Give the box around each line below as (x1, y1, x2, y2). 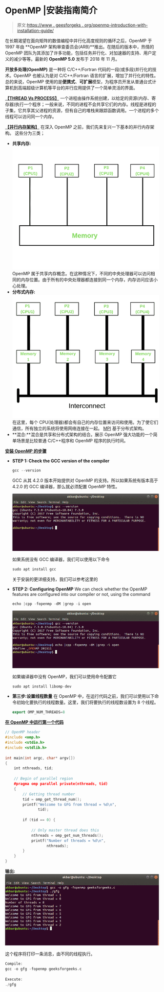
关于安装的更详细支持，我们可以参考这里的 (12, 576, 98, 582)
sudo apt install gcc (12, 567, 56, 572)
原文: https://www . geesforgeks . (17, 22, 83, 28)
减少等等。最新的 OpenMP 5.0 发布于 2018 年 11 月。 (13, 56, 120, 62)
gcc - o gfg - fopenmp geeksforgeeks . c (5, 967, 82, 971)
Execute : (5, 977, 23, 982)
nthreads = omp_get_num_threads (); (31, 833, 104, 838)
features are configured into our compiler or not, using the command (12, 591, 150, 597)
